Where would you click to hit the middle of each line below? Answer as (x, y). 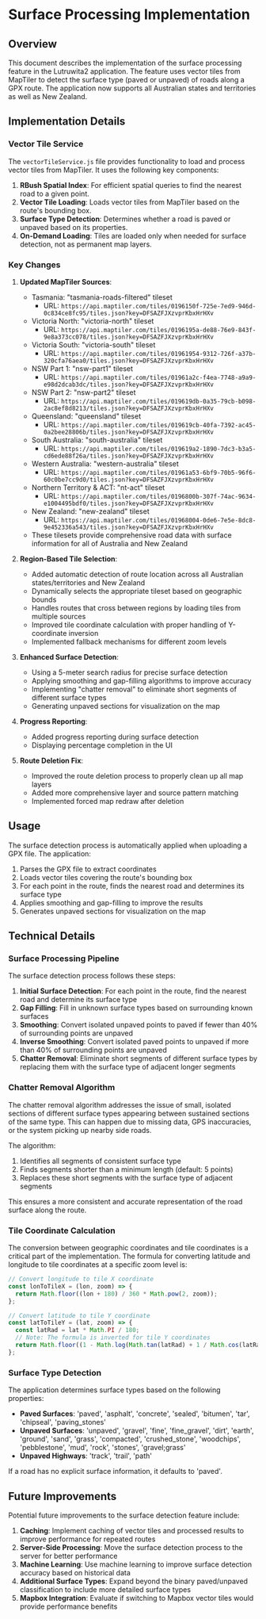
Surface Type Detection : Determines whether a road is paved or (125, 219)
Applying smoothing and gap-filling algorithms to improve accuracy (141, 680)
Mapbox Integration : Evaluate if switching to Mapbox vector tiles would (137, 1598)
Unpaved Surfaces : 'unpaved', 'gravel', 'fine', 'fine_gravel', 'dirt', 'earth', (137, 1431)
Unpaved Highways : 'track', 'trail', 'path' (86, 1456)
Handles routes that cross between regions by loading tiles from (136, 607)
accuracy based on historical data (75, 1572)
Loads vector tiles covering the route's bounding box (106, 877)
